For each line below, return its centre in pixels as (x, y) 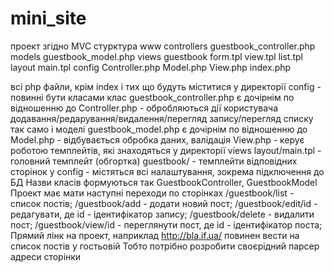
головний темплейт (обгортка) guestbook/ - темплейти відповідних (154, 161)
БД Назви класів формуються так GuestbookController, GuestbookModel (164, 182)
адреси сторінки (46, 256)
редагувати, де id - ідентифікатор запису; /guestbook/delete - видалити (162, 214)
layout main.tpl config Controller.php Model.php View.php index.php (151, 67)
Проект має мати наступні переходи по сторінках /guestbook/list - (152, 193)
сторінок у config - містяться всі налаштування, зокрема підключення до (167, 171)
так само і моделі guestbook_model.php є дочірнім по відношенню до (159, 129)
